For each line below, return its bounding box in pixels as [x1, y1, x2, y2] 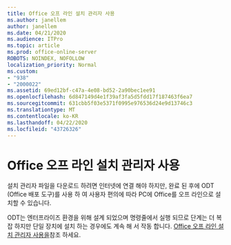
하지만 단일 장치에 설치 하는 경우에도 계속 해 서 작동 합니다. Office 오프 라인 [14, 222, 217, 231]
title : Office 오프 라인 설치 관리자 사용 [7, 10, 115, 17]
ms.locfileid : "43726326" [7, 126, 81, 133]
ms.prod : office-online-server [7, 49, 97, 56]
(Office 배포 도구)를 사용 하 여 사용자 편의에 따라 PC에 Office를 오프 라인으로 [7, 190, 214, 199]
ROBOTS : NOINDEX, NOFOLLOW [7, 55, 85, 62]
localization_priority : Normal [7, 61, 97, 68]
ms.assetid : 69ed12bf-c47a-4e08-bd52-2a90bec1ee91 [7, 87, 156, 94]
